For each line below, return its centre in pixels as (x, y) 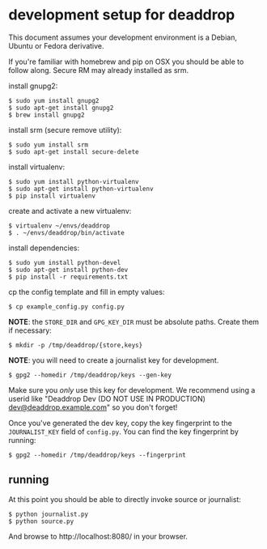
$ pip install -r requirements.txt (68, 277)
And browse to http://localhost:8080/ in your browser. (98, 536)
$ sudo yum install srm (49, 145)
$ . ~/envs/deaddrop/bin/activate (67, 232)
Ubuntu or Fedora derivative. (56, 45)
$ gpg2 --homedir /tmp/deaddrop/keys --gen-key (90, 375)
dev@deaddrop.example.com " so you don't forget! (93, 407)
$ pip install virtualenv (52, 196)
